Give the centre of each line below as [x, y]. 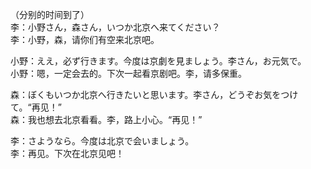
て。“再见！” [36, 107]
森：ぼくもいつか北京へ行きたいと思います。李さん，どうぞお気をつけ [154, 94]
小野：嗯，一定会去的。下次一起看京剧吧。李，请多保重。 [128, 73]
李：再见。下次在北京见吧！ [67, 153]
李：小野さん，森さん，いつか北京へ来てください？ [115, 27]
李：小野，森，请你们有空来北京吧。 [85, 39]
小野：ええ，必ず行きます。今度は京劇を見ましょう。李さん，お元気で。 [158, 61]
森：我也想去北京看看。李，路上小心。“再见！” [106, 119]
